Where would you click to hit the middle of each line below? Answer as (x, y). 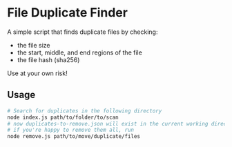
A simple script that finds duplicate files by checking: (83, 32)
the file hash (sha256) (48, 59)
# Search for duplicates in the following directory (85, 111)
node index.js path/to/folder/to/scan (63, 117)
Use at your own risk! (37, 73)
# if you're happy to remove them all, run (71, 130)
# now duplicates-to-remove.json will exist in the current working (108, 124)
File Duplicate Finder (67, 13)
